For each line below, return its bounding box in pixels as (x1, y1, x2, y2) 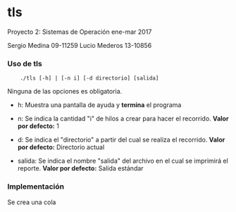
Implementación (7, 182, 65, 192)
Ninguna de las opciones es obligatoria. (7, 87, 123, 96)
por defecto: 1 (17, 122, 60, 130)
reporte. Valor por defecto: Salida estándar (17, 164, 144, 173)
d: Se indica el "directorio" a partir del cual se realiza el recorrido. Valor (17, 135, 225, 144)
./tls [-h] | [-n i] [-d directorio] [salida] (20, 75, 159, 82)
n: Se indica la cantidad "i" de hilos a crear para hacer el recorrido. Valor (17, 114, 229, 123)
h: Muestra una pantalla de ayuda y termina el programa (17, 101, 182, 109)
